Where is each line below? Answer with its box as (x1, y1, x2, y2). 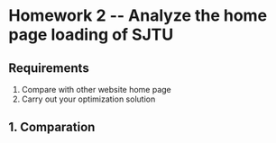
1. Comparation (8, 120, 96, 135)
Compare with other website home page (21, 85, 172, 94)
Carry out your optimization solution (21, 94, 156, 104)
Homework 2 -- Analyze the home (8, 5, 268, 26)
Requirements (8, 60, 89, 76)
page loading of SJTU (8, 24, 174, 45)
